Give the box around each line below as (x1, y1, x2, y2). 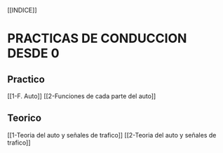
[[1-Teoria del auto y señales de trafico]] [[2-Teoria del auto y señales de (7, 131, 217, 139)
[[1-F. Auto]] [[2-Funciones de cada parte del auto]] (7, 92, 156, 100)
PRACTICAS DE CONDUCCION (7, 31, 187, 46)
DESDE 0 (7, 46, 60, 62)
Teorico (7, 112, 42, 124)
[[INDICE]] (7, 6, 37, 14)
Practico (7, 73, 46, 85)
